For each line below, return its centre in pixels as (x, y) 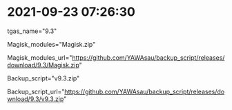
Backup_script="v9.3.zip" (43, 78)
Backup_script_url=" (36, 91)
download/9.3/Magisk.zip (43, 65)
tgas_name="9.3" (32, 31)
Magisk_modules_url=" (40, 57)
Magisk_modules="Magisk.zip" (51, 44)
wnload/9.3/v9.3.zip (36, 99)
